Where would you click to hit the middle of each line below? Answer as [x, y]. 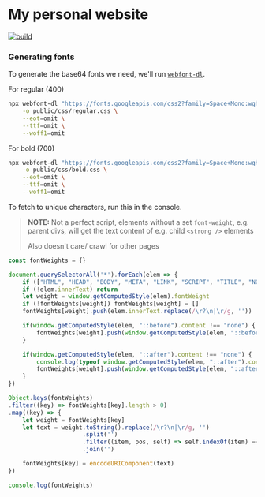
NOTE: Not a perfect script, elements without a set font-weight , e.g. [138, 222]
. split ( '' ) [100, 435]
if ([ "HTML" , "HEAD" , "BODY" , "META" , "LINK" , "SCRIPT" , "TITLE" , [134, 282]
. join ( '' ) [98, 450]
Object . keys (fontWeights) [50, 398]
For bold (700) [32, 148]
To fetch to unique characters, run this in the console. [95, 207]
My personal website [78, 15]
